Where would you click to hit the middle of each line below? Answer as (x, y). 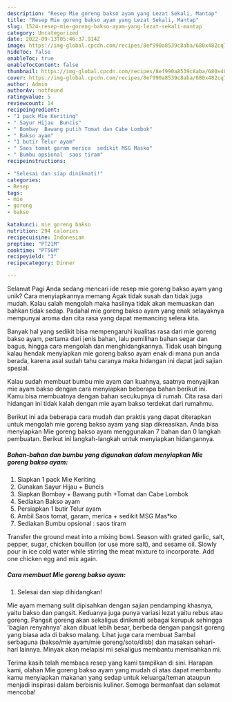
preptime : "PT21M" (33, 244)
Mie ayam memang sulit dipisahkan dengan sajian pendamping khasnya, (110, 605)
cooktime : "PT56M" (33, 250)
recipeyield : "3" (32, 257)
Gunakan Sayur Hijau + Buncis (60, 487)
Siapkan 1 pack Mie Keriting (56, 479)
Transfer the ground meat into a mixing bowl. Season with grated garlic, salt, (116, 536)
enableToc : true (30, 59)
